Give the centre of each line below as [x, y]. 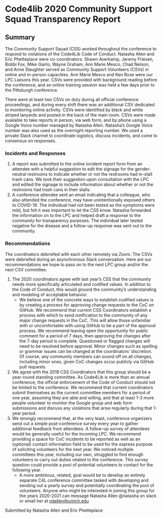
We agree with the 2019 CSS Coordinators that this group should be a [81, 372]
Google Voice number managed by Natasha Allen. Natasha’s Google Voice [79, 125]
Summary [20, 37]
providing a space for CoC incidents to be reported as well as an [76, 439]
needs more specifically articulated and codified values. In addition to [81, 284]
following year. [27, 470]
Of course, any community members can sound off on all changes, [86, 356]
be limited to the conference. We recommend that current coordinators [82, 387]
